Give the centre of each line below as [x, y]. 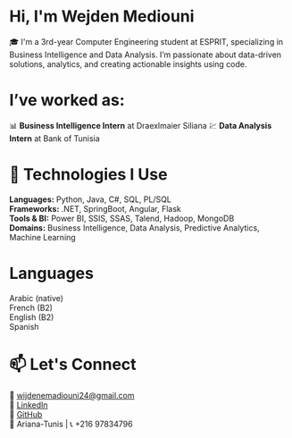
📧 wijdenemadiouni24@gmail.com [72, 395]
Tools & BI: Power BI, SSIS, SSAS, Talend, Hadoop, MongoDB [122, 218]
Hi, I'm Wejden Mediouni [102, 17]
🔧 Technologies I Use [88, 175]
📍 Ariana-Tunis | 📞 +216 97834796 [71, 424]
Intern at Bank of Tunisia [54, 138]
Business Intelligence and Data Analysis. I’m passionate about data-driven [146, 55]
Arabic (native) [37, 298]
